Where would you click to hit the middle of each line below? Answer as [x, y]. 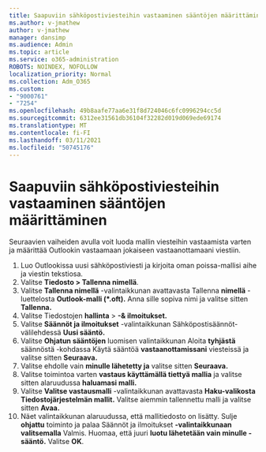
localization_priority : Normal [60, 74]
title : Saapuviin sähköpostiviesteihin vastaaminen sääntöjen [113, 15]
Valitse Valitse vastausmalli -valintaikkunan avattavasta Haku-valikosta [138, 391]
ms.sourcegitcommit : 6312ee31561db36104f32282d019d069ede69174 [115, 118]
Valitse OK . [66, 442]
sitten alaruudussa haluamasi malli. [79, 383]
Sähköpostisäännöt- [205, 324]
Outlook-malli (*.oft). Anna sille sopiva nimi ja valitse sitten [152, 299]
